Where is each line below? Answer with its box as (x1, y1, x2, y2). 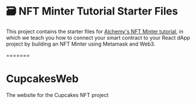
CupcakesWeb (6, 72, 79, 85)
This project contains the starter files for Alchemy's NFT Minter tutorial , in (6, 27, 184, 35)
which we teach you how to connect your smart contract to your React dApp (6, 34, 190, 41)
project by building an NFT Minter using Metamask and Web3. (6, 40, 156, 47)
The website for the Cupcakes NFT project (6, 91, 109, 98)
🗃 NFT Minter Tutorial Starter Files (6, 5, 178, 18)
